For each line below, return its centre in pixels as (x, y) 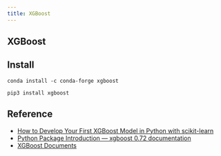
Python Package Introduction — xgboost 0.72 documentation (104, 138)
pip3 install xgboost (38, 93)
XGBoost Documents (47, 145)
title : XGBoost (29, 13)
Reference (30, 114)
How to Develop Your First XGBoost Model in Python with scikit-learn (115, 130)
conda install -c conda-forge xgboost (63, 81)
